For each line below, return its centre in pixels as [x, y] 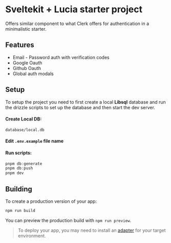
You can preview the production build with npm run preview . [68, 220]
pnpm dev [15, 173]
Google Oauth [27, 63]
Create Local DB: [24, 119]
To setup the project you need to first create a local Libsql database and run [86, 102]
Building [19, 189]
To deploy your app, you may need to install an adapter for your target [92, 230]
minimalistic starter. [26, 29]
